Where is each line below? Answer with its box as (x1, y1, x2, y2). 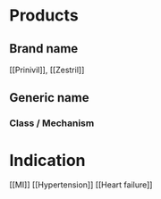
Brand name (9, 41, 79, 56)
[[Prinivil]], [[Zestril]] (9, 64, 85, 75)
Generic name (9, 90, 89, 105)
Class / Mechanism (9, 117, 95, 129)
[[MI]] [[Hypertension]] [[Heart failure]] (9, 179, 153, 190)
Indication (9, 150, 86, 170)
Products (9, 5, 79, 26)
